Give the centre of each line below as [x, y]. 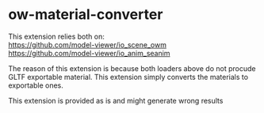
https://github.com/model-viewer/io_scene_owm [87, 44]
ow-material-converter [86, 15]
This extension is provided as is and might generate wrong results [116, 100]
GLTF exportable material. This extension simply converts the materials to [128, 77]
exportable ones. [36, 85]
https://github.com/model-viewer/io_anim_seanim [89, 53]
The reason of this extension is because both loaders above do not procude [132, 68]
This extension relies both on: [56, 36]
